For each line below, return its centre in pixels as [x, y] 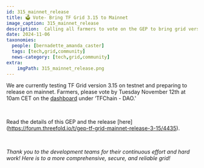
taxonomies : [21, 40]
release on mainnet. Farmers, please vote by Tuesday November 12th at [96, 92]
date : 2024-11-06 [28, 35]
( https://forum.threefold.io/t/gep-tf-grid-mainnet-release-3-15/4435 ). [93, 129]
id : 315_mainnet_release [38, 12]
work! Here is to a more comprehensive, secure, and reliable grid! [89, 158]
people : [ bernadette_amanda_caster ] [58, 46]
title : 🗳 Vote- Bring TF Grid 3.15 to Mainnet [67, 18]
